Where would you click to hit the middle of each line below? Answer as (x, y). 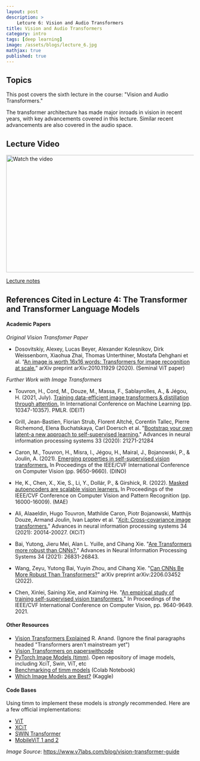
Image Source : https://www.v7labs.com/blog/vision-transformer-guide (93, 751)
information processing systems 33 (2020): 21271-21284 (84, 440)
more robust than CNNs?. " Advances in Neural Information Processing (101, 550)
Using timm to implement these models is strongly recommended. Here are (98, 703)
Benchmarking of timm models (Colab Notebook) (75, 670)
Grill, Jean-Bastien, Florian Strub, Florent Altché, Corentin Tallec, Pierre (102, 422)
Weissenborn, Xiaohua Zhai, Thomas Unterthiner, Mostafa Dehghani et (101, 355)
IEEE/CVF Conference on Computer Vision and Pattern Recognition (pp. (102, 495)
